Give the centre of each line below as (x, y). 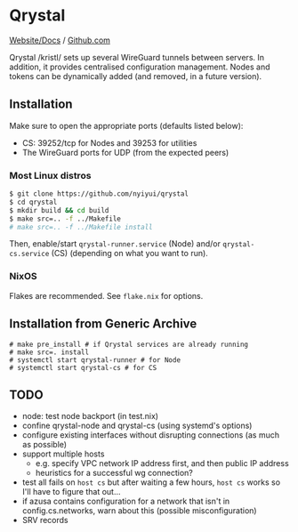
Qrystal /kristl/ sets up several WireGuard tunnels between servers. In (137, 57)
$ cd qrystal (33, 202)
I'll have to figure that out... (72, 492)
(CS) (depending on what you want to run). (130, 254)
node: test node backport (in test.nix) (90, 416)
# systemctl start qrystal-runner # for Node (95, 360)
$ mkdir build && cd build (59, 210)
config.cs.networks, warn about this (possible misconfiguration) (139, 511)
